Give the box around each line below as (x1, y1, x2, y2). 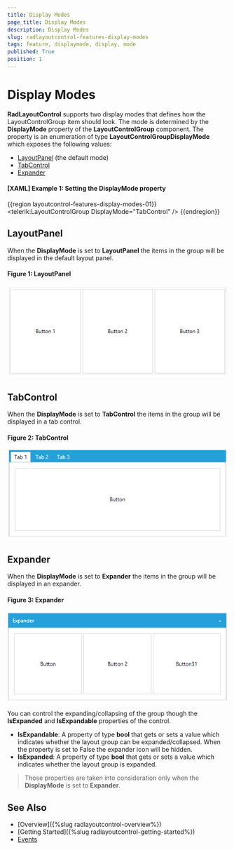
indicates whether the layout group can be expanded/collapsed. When (17, 738, 221, 746)
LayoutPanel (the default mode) (17, 153, 109, 161)
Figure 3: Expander (7, 595, 64, 604)
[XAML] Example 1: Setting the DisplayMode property (7, 184, 166, 193)
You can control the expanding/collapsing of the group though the (7, 709, 198, 718)
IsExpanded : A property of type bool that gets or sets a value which (17, 753, 215, 761)
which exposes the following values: (7, 140, 112, 148)
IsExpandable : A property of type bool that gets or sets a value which (17, 730, 220, 739)
